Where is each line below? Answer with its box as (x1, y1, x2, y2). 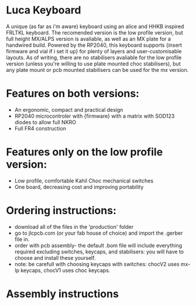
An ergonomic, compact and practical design (14, 106, 123, 113)
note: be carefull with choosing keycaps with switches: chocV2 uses (14, 260, 180, 267)
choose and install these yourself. (14, 254, 96, 261)
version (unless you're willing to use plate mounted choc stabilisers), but (6, 60, 181, 67)
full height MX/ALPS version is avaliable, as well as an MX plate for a (6, 35, 171, 42)
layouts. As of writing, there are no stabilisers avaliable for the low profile (6, 54, 182, 61)
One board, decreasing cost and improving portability (14, 183, 144, 190)
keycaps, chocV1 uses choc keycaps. (20, 267, 111, 274)
